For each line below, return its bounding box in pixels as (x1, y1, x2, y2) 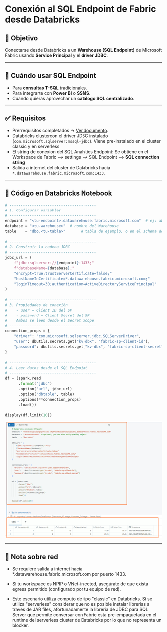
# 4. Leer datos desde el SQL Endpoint (5, 365, 88, 370)
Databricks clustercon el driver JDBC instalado (12, 133, 108, 139)
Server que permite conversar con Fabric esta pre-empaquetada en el (12, 612, 157, 618)
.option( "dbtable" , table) (18, 392, 75, 397)
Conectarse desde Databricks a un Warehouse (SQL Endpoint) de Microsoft (5, 47, 162, 53)
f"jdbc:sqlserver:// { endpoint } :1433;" (14, 260, 94, 266)
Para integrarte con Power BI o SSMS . (12, 90, 91, 96)
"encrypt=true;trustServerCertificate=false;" (14, 271, 112, 276)
